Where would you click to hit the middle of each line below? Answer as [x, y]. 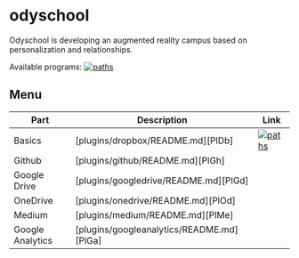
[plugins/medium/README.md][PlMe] [154, 214]
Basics [28, 141]
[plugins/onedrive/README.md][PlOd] [155, 200]
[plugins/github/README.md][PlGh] [150, 160]
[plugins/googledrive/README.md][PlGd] [162, 181]
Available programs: [46, 67]
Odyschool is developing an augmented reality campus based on [128, 40]
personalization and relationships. [71, 49]
